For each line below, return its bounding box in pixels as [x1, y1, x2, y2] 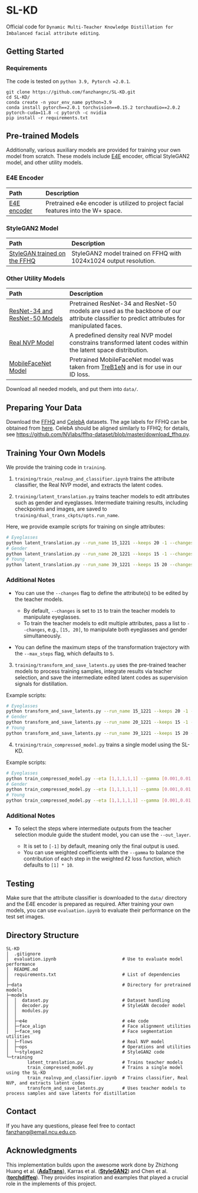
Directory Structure [6, 930, 80, 940]
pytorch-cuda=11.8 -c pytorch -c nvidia [6, 110, 107, 116]
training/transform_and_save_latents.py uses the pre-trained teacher [14, 661, 187, 668]
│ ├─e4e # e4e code [6, 1018, 149, 1024]
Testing [6, 878, 35, 888]
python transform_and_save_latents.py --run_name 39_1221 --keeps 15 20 [6, 730, 189, 736]
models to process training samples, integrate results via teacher [14, 668, 173, 675]
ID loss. [70, 370, 90, 378]
